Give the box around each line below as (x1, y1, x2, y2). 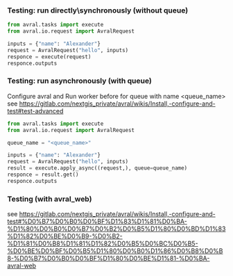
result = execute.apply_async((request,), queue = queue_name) (7, 165, 188, 172)
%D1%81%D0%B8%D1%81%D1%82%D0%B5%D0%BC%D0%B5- (7, 239, 199, 248)
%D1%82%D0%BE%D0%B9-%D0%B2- (7, 232, 123, 241)
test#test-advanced (7, 106, 64, 115)
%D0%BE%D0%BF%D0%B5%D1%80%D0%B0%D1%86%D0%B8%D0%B (7, 247, 223, 255)
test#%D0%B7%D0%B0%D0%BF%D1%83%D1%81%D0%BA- (7, 218, 187, 226)
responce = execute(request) (7, 53, 92, 60)
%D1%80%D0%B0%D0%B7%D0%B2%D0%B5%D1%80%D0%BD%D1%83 (7, 225, 226, 233)
